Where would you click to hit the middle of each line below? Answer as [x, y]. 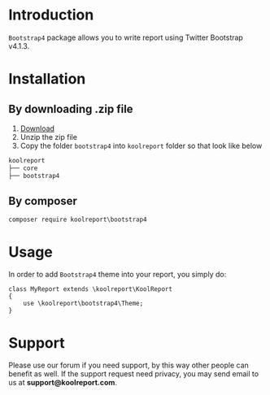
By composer [43, 201]
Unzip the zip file [48, 137]
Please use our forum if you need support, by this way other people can [129, 365]
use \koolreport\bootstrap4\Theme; [83, 304]
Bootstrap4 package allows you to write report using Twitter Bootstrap [126, 37]
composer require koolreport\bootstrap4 [78, 220]
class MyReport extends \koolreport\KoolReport [91, 289]
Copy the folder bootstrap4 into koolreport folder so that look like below [141, 145]
